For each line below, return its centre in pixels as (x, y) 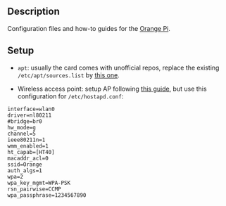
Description (33, 12)
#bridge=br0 (25, 121)
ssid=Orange (25, 165)
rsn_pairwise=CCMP (34, 189)
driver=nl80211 (30, 115)
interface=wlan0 (31, 109)
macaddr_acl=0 (28, 158)
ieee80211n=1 (26, 140)
